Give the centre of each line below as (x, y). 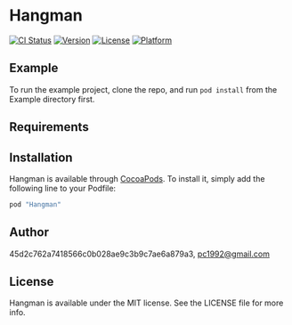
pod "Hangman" (36, 204)
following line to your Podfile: (63, 188)
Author (29, 232)
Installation (41, 157)
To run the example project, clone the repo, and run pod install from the (143, 89)
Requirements (49, 127)
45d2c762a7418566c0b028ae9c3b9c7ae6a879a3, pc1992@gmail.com (139, 254)
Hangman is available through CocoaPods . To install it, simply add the (137, 178)
